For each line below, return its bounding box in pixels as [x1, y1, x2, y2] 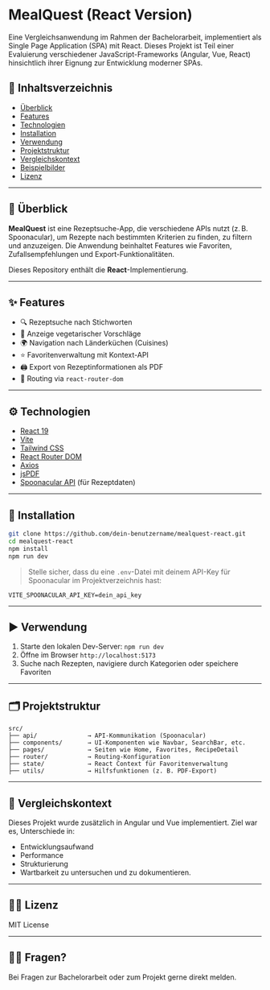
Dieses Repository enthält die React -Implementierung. [8, 264, 189, 275]
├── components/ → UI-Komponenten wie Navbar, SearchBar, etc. [8, 739, 247, 747]
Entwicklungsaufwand [19, 842, 94, 851]
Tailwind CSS [19, 443, 64, 453]
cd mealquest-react [8, 537, 74, 545]
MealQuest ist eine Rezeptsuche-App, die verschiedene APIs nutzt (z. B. [8, 223, 248, 233]
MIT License [8, 920, 50, 930]
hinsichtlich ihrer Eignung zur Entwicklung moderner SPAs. [8, 58, 203, 68]
